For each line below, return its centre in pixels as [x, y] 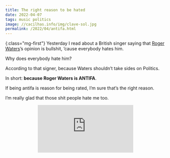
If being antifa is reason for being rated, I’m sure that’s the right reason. [80, 88]
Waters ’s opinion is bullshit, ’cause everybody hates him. [64, 49]
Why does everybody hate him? [39, 58]
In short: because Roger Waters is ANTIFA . [51, 78]
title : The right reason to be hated [45, 10]
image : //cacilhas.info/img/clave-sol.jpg [51, 24]
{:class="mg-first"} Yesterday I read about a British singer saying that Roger [85, 43]
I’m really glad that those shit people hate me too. [57, 98]
